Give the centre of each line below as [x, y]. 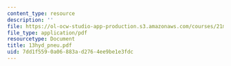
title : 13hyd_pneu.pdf [40, 45]
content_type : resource [41, 13]
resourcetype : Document [41, 39]
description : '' [30, 20]
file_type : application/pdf [47, 33]
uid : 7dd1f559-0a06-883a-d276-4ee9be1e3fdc [70, 52]
